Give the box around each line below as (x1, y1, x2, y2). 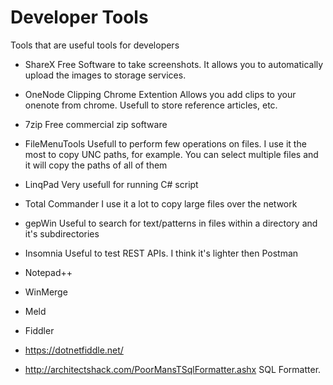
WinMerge (24, 286, 68, 298)
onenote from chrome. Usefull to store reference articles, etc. (24, 99, 278, 111)
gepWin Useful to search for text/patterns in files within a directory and (24, 217, 318, 229)
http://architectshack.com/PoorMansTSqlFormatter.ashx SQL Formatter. (24, 363, 322, 375)
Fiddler (24, 324, 55, 336)
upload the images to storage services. (24, 69, 187, 81)
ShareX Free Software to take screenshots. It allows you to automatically (24, 58, 324, 70)
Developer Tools (10, 6, 149, 29)
